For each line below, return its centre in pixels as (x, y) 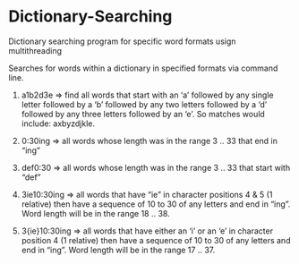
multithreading (35, 50)
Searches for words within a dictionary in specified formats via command (143, 68)
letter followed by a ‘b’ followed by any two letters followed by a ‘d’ (144, 104)
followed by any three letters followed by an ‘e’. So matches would (143, 114)
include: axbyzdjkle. (58, 123)
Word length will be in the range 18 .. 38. (96, 213)
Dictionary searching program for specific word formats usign (122, 41)
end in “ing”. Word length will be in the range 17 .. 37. (118, 250)
